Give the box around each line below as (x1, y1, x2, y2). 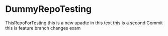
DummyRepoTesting (5, 3, 92, 15)
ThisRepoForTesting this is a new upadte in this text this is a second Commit (5, 20, 163, 26)
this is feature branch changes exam (5, 25, 81, 31)
